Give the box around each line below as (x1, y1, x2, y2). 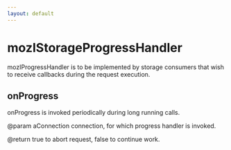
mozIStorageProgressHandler (7, 39, 182, 55)
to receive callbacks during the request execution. (7, 70, 151, 78)
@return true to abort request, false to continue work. (7, 135, 160, 144)
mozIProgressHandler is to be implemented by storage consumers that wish (7, 63, 224, 71)
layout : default (7, 10, 54, 17)
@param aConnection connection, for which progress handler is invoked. (7, 122, 216, 130)
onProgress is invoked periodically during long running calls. (7, 109, 180, 117)
